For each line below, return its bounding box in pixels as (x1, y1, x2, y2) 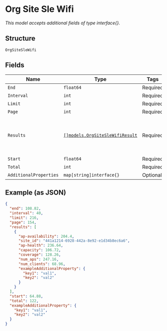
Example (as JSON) (5, 188, 66, 197)
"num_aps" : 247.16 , (18, 257, 59, 262)
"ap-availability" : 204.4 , (18, 234, 75, 239)
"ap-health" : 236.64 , (18, 243, 64, 248)
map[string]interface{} (63, 172, 120, 178)
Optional (142, 171, 163, 178)
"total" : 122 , (9, 298, 39, 303)
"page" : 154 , (9, 220, 37, 225)
